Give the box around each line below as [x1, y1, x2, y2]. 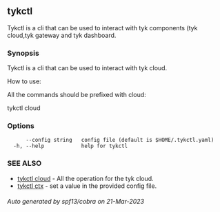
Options [7, 121, 34, 131]
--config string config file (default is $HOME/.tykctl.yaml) [25, 137, 214, 144]
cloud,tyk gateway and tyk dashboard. [7, 31, 117, 39]
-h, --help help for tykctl [13, 142, 128, 150]
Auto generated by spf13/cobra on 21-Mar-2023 [7, 198, 145, 206]
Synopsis [7, 48, 39, 58]
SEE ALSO [7, 158, 42, 168]
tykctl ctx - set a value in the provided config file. [17, 182, 157, 190]
